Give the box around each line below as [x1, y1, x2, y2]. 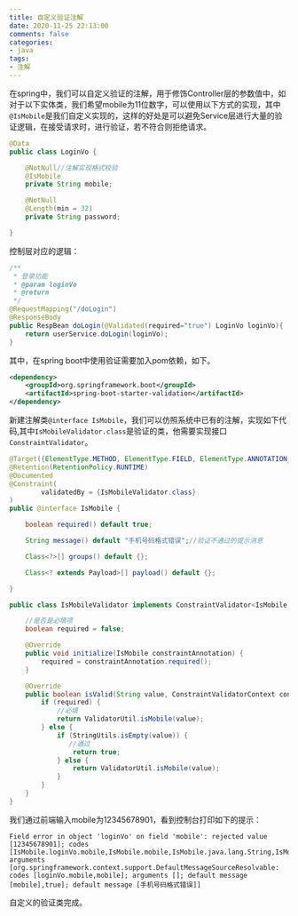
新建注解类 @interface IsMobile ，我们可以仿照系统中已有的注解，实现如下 [9, 415, 279, 425]
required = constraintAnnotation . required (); [41, 657, 213, 666]
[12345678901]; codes [9, 840, 90, 848]
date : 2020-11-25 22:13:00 [9, 21, 109, 30]
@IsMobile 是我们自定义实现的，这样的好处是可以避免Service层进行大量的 [9, 110, 275, 121]
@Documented [9, 471, 53, 480]
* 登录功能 [12, 272, 49, 281]
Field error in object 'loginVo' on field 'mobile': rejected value [9, 832, 268, 840]
